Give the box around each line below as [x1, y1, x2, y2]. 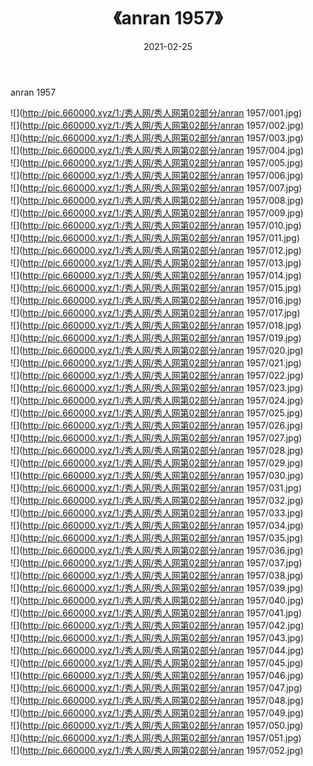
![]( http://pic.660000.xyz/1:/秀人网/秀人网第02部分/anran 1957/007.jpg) [10, 181, 303, 194]
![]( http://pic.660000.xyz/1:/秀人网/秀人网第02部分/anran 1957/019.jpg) [10, 331, 302, 344]
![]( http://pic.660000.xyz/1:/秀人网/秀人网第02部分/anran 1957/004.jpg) [10, 144, 305, 156]
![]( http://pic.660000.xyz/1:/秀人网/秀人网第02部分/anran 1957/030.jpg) [10, 469, 304, 481]
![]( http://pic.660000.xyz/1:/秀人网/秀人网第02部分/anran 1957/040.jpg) [10, 594, 305, 606]
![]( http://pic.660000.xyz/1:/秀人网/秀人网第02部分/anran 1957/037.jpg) [10, 556, 303, 569]
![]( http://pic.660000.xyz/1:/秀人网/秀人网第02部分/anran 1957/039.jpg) [10, 581, 304, 594]
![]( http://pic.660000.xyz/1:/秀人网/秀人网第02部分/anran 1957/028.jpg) [10, 444, 304, 456]
